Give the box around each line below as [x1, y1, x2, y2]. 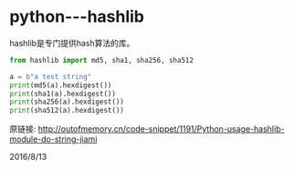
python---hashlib [9, 6, 144, 27]
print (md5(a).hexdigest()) [9, 80, 112, 90]
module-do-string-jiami [9, 134, 98, 145]
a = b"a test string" [9, 72, 92, 81]
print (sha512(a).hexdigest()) [9, 106, 125, 115]
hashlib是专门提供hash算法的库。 [9, 37, 135, 48]
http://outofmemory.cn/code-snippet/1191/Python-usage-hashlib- [37, 124, 285, 135]
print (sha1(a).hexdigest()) [9, 89, 117, 98]
